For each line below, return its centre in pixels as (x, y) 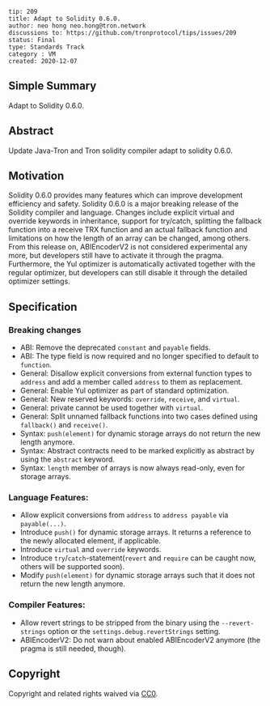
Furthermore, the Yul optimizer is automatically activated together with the (132, 264)
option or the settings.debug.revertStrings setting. (134, 631)
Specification (43, 306)
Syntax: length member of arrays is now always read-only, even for (132, 468)
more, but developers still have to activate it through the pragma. (116, 256)
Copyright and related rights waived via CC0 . (83, 693)
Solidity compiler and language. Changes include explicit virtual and (121, 213)
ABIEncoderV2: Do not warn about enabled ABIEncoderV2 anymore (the (140, 640)
